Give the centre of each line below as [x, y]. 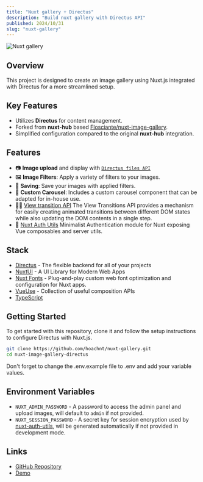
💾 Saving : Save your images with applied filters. [75, 185]
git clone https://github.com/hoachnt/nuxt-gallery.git [79, 349]
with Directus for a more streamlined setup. [61, 87]
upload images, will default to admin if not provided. [80, 413]
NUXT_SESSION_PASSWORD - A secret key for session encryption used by [102, 419]
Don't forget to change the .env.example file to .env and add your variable [99, 366]
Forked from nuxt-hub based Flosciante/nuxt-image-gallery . [91, 127]
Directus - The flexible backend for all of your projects [83, 265]
